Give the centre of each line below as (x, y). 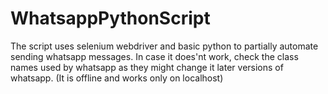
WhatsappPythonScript (110, 18)
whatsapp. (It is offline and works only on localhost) (117, 78)
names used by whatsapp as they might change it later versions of (147, 67)
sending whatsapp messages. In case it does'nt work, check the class (154, 56)
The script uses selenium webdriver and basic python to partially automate (164, 46)
